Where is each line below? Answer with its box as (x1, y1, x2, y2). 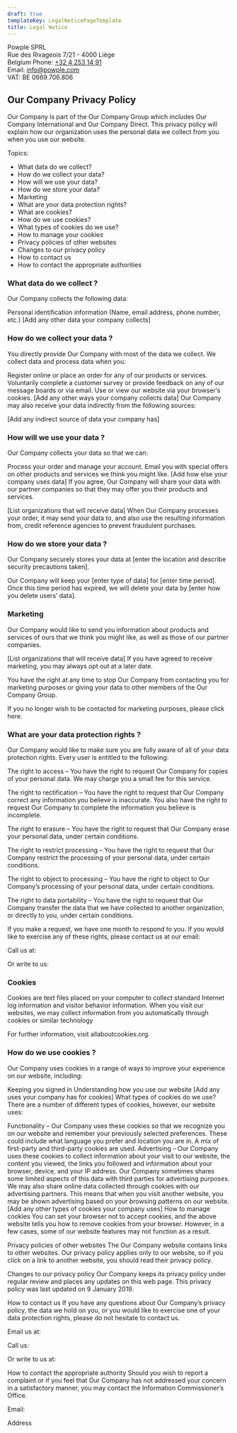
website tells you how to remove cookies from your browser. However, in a (7, 1219, 225, 1228)
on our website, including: (7, 1071, 83, 1080)
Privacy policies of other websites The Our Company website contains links (7, 1241, 228, 1249)
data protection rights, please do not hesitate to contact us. (7, 1313, 180, 1322)
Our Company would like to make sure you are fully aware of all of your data (7, 746, 229, 754)
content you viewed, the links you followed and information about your (7, 1159, 213, 1168)
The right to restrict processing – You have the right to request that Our (7, 846, 214, 854)
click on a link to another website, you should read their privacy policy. (7, 1256, 213, 1264)
